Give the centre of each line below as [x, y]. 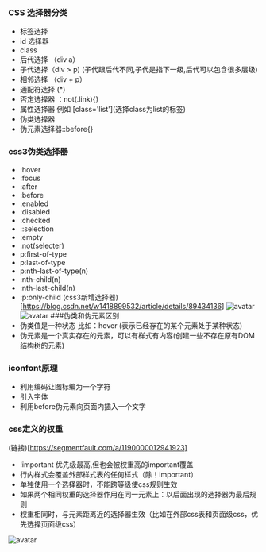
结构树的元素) [42, 345]
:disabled [35, 211]
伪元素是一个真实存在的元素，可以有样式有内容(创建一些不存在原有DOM [137, 335]
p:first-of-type [43, 254]
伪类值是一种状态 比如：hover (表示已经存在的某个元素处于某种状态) [131, 325]
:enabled [34, 203]
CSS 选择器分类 [38, 12]
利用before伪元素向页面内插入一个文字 [83, 406]
